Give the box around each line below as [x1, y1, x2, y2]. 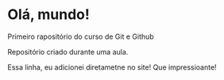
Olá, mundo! [7, 6, 91, 24]
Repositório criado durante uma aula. [7, 47, 129, 56]
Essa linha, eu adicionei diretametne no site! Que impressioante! [7, 62, 217, 72]
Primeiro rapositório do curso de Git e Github [7, 32, 154, 41]
